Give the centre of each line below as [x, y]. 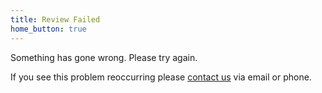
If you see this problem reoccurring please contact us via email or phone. [161, 77]
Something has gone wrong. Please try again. [104, 57]
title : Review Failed [55, 19]
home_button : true [48, 29]
